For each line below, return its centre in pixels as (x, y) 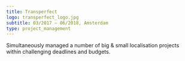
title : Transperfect (32, 12)
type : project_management (38, 28)
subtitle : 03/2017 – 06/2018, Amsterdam (57, 23)
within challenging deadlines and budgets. (58, 52)
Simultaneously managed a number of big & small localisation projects (93, 45)
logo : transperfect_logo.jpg (43, 17)
